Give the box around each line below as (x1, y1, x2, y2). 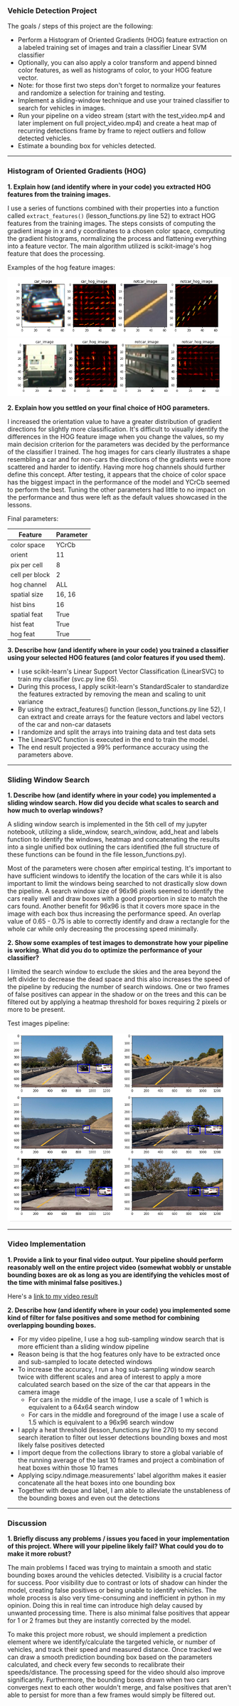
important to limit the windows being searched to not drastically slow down (7, 879, 228, 888)
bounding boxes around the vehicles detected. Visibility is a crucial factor (7, 1571, 223, 1580)
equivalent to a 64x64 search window (28, 1402, 139, 1411)
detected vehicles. (17, 134, 73, 143)
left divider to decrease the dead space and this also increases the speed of (7, 975, 230, 983)
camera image (17, 1387, 60, 1396)
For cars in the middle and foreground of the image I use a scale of (28, 1410, 224, 1419)
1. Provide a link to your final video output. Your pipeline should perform (7, 1255, 224, 1263)
